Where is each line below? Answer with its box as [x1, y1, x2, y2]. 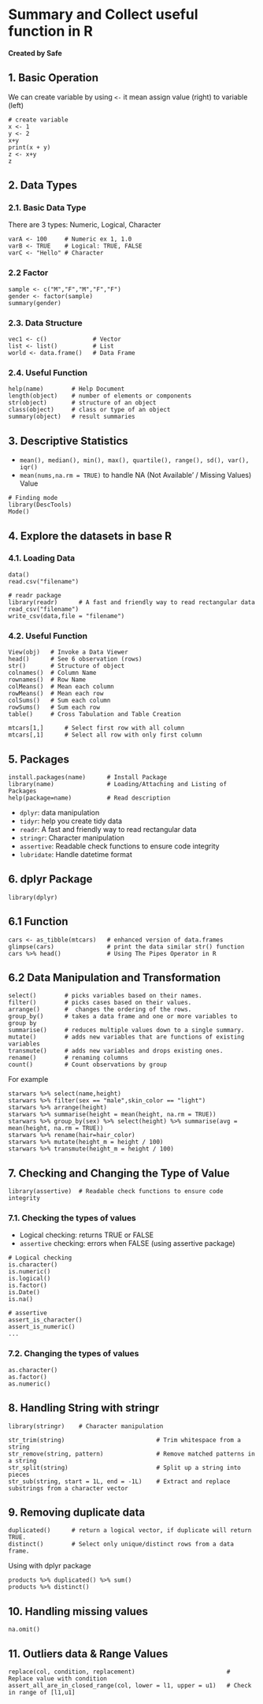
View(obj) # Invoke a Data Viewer [8, 648, 128, 656]
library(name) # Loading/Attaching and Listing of [8, 780, 227, 788]
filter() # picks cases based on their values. [8, 999, 192, 1007]
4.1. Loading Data [8, 553, 76, 564]
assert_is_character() [8, 1316, 83, 1324]
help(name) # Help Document [8, 385, 125, 393]
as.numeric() [8, 1380, 51, 1388]
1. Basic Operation [8, 71, 98, 84]
